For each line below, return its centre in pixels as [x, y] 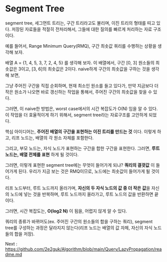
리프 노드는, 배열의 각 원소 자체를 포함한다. [53, 137]
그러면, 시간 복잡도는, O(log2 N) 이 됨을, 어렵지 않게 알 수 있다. [66, 211]
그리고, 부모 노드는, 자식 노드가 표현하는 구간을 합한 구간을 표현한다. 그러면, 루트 [83, 148]
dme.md [14, 254]
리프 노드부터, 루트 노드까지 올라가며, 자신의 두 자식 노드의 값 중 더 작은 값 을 [78, 188]
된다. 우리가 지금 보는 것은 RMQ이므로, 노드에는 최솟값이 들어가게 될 [84, 171]
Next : [11, 244]
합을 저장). [24, 234]
